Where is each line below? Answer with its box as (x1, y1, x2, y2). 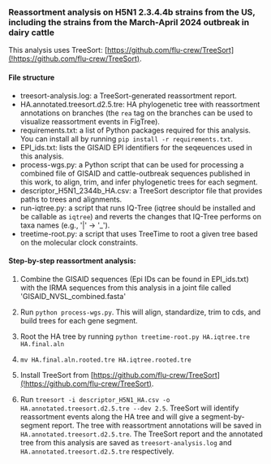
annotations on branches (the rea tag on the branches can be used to (19, 108, 253, 118)
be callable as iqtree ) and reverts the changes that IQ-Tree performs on (19, 211, 262, 221)
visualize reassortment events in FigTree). (19, 116, 161, 126)
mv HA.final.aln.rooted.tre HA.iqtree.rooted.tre (19, 356, 192, 364)
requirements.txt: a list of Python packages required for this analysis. (19, 125, 252, 135)
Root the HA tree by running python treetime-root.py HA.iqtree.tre (19, 332, 251, 341)
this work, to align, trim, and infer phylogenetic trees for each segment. (19, 177, 258, 187)
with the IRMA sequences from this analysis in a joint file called (19, 283, 231, 293)
